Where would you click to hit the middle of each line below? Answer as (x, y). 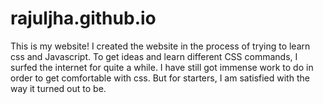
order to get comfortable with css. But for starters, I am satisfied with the (160, 78)
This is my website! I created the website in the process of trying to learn (160, 46)
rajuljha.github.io (83, 18)
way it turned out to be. (58, 88)
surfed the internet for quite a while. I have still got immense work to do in (162, 67)
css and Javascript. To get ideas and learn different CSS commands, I (154, 56)
